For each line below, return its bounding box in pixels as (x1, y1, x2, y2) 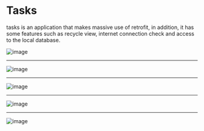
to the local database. (6, 36, 61, 43)
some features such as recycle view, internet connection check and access (6, 30, 194, 37)
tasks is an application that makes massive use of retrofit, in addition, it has (6, 24, 194, 31)
